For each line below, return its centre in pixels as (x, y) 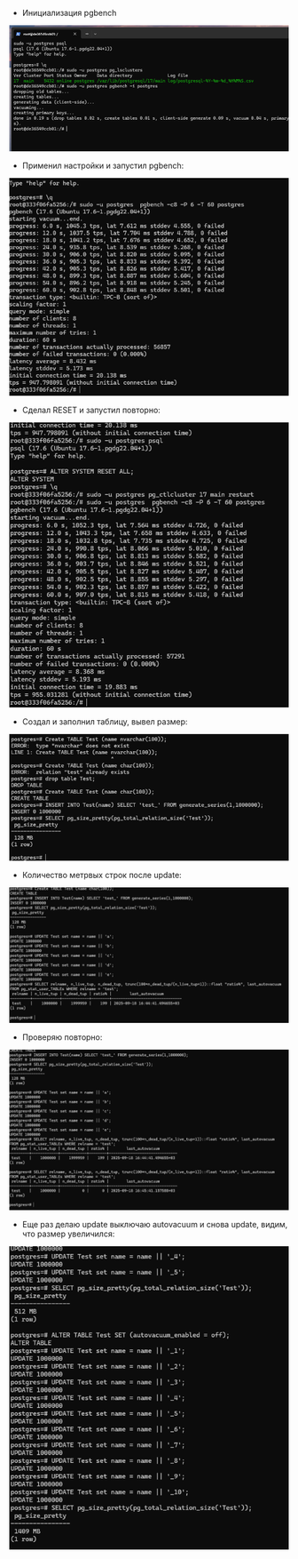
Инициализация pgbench (69, 13)
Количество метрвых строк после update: (102, 875)
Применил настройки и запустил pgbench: (103, 166)
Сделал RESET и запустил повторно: (91, 410)
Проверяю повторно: (62, 1037)
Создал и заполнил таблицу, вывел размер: (105, 721)
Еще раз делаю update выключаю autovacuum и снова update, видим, (155, 1225)
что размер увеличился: (68, 1234)
